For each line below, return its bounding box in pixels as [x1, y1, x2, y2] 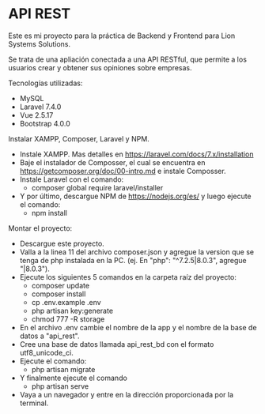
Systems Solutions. [8, 39, 71, 48]
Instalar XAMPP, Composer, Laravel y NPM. [8, 134, 150, 143]
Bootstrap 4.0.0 [19, 119, 71, 128]
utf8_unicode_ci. [19, 348, 74, 357]
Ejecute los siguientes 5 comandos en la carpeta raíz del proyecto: [19, 272, 237, 281]
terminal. [19, 398, 49, 408]
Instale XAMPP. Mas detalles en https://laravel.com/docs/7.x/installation [19, 149, 254, 159]
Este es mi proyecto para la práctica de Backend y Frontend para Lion [8, 31, 236, 40]
